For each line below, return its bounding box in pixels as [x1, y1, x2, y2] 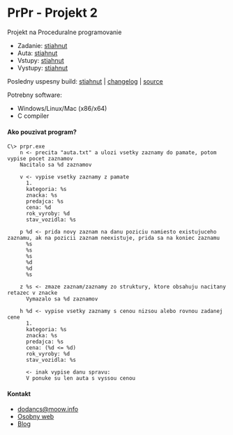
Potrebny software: [7, 91, 63, 99]
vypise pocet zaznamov [7, 155, 73, 162]
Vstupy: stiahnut [17, 56, 64, 64]
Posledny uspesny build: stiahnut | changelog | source [7, 77, 163, 85]
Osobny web [17, 413, 54, 421]
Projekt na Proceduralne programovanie [7, 28, 122, 36]
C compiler [17, 112, 50, 120]
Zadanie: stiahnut [17, 41, 68, 49]
